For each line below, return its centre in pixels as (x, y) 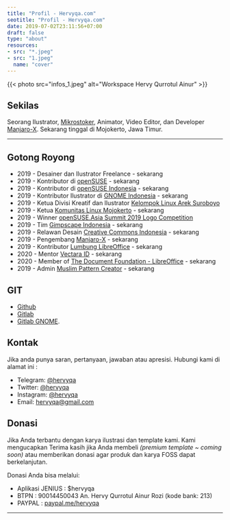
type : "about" (27, 39)
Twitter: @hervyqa (43, 387)
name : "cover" (33, 64)
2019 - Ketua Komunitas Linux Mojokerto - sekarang (90, 211)
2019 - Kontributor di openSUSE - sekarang (78, 181)
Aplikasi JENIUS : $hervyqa (55, 488)
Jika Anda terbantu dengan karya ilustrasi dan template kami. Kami (102, 440)
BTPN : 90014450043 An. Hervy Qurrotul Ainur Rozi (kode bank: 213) (115, 495)
